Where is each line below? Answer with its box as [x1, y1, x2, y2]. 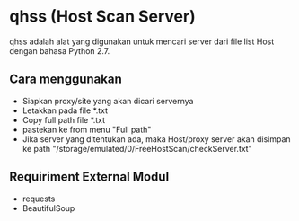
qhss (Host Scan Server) [9, 6, 196, 27]
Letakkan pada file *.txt [22, 105, 109, 116]
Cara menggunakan [9, 72, 123, 87]
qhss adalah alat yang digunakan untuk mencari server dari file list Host [9, 36, 275, 47]
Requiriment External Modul [9, 169, 170, 185]
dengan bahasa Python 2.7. [9, 45, 110, 56]
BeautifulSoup [22, 202, 75, 213]
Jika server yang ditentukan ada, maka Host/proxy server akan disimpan [22, 133, 291, 145]
